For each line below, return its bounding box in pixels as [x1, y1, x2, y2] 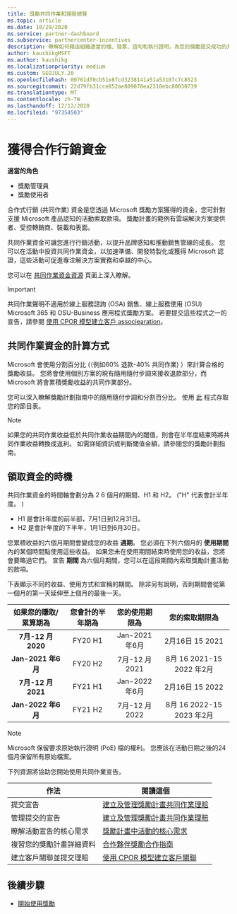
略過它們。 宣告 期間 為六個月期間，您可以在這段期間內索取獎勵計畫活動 [19, 556, 229, 565]
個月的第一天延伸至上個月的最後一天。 [13, 589, 125, 598]
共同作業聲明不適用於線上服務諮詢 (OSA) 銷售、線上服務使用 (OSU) [7, 299, 202, 308]
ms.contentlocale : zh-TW [7, 96, 80, 103]
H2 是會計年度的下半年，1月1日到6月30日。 [17, 523, 144, 532]
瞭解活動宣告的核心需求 [11, 826, 90, 836]
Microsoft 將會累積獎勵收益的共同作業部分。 [7, 378, 136, 386]
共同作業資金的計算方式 [7, 340, 109, 352]
